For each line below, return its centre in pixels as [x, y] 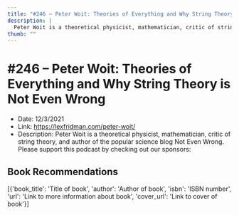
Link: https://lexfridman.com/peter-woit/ [76, 127]
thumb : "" [22, 34]
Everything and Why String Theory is [119, 84]
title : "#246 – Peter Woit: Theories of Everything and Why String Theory [121, 14]
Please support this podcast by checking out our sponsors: [104, 150]
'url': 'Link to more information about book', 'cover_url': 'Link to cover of [112, 196]
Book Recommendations [63, 172]
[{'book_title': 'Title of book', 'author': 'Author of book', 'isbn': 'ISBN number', [119, 189]
